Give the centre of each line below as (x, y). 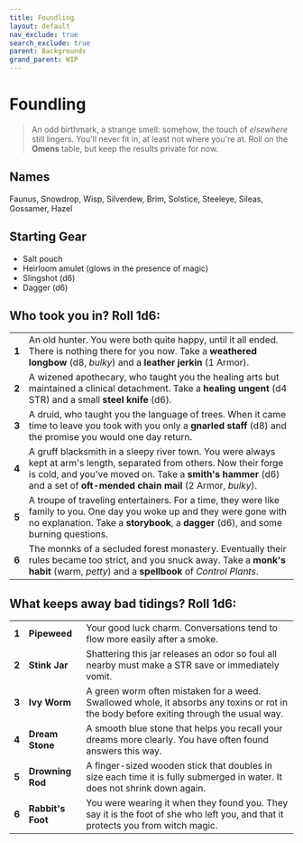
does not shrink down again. (146, 789)
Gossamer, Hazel (41, 208)
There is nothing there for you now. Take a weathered (142, 351)
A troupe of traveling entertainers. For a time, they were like (154, 501)
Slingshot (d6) (49, 277)
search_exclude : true (50, 43)
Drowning (50, 772)
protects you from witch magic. (152, 826)
